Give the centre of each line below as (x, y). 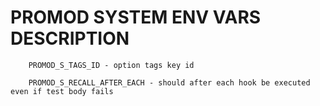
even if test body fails (62, 91)
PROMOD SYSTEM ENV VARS (136, 17)
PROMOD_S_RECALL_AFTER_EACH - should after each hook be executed (169, 82)
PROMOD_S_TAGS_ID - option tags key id (111, 65)
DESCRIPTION (70, 38)
